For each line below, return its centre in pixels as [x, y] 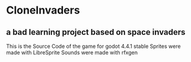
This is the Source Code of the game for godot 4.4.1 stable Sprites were [93, 46]
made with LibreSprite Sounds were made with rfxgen [72, 53]
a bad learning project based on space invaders [96, 32]
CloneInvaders [43, 10]
